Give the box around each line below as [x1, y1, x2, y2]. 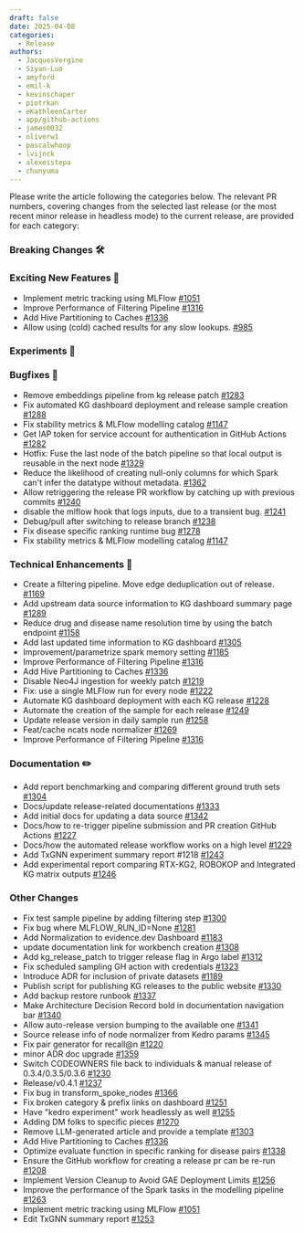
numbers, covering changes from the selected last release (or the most [9, 201, 277, 212]
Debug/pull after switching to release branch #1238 [22, 515, 216, 526]
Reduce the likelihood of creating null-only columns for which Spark [22, 467, 278, 478]
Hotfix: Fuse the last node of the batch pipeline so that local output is [22, 448, 283, 458]
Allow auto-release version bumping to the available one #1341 [22, 1019, 258, 1030]
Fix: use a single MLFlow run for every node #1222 [22, 686, 214, 697]
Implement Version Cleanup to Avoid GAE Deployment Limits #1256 [22, 1175, 276, 1186]
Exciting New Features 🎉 [9, 271, 121, 284]
